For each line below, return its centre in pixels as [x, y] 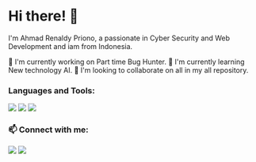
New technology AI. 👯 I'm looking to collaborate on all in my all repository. [128, 70]
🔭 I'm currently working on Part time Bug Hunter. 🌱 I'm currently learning [126, 62]
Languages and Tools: [52, 90]
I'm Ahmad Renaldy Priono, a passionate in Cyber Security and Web [119, 38]
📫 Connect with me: [48, 130]
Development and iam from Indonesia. [71, 46]
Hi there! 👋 [44, 16]
